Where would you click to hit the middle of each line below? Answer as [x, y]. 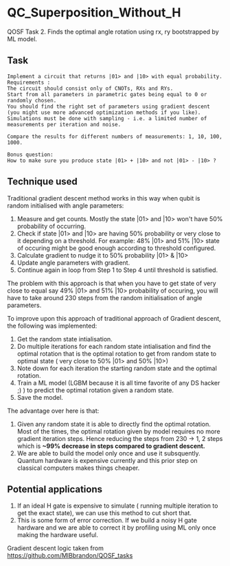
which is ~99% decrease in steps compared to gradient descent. [111, 446]
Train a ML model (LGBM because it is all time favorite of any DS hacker [118, 383]
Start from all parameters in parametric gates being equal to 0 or [107, 94]
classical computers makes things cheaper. [78, 468]
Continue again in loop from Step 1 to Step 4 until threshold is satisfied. [117, 270]
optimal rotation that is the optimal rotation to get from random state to [117, 353]
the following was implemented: [52, 326]
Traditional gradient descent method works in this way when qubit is [104, 198]
